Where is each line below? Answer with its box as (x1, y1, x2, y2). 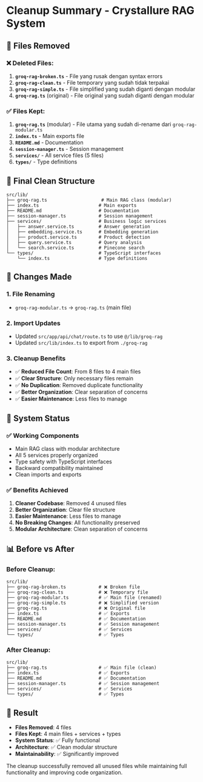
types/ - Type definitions (15, 158, 78, 165)
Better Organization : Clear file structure (15, 506, 116, 514)
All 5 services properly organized (15, 451, 98, 459)
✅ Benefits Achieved (6, 486, 68, 494)
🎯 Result (6, 707, 38, 718)
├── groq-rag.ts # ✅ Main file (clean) (6, 664, 157, 671)
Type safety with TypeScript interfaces (15, 458, 112, 465)
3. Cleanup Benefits (6, 354, 66, 362)
